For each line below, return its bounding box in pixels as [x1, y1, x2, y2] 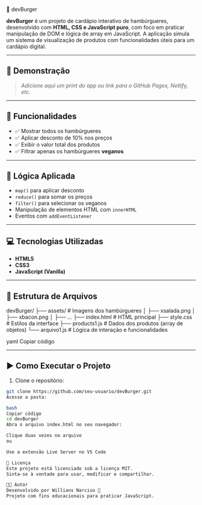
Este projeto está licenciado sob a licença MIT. [6, 465, 133, 471]
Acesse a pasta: [6, 394, 47, 400]
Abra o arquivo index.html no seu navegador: [6, 421, 122, 428]
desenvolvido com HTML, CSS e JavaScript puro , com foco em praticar [6, 24, 185, 31]
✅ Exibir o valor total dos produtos [14, 141, 100, 148]
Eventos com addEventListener [14, 212, 92, 219]
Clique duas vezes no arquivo [6, 433, 82, 439]
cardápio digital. [6, 43, 46, 50]
